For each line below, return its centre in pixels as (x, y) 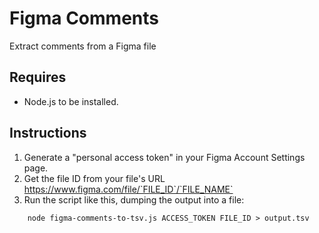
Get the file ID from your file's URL (94, 178)
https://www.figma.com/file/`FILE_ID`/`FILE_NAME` (128, 189)
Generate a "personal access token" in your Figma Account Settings (164, 157)
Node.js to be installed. (71, 101)
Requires (38, 77)
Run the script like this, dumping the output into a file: (134, 199)
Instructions (48, 133)
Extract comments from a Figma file (83, 46)
